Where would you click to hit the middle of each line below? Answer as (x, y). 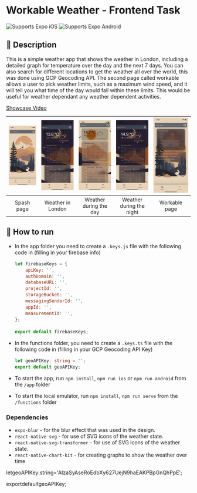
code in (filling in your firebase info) (57, 252)
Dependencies (27, 417)
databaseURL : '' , (47, 282)
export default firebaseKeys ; (52, 332)
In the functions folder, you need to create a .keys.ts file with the (94, 343)
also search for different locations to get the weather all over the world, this (97, 72)
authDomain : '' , (45, 276)
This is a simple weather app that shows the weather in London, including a (97, 59)
